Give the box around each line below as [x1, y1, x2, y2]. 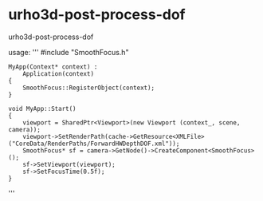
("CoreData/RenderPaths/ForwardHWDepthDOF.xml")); [8, 140, 180, 148]
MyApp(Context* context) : [8, 62, 98, 71]
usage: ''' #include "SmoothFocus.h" [8, 47, 129, 57]
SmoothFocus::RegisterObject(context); [22, 84, 155, 92]
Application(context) [22, 69, 94, 77]
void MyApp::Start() [8, 104, 77, 112]
